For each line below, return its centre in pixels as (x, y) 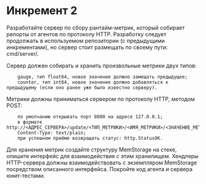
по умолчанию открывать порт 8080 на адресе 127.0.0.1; (90, 117)
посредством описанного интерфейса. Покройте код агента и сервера (100, 169)
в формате (30, 122)
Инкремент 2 (42, 11)
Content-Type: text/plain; (52, 132)
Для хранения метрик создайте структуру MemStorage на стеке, (92, 149)
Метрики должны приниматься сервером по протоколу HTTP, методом (101, 99)
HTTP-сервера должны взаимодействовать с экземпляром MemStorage (102, 163)
